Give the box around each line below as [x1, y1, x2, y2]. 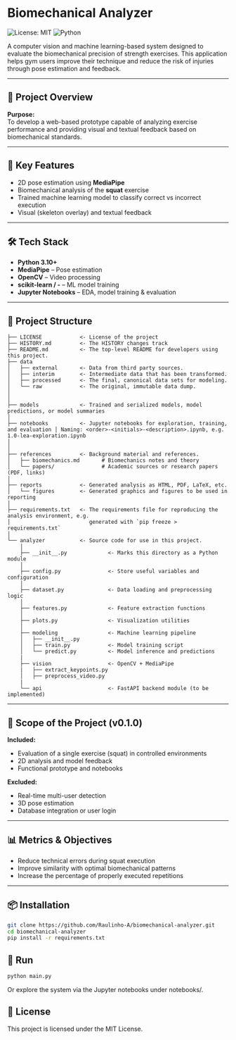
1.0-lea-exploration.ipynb [7, 432, 86, 439]
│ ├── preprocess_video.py [20, 672, 105, 680]
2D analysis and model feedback [17, 757, 113, 765]
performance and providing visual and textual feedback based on [7, 125, 197, 133]
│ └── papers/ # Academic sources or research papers [7, 463, 218, 470]
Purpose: [7, 110, 35, 118]
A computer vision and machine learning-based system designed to [7, 42, 204, 50]
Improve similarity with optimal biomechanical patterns [17, 864, 176, 872]
